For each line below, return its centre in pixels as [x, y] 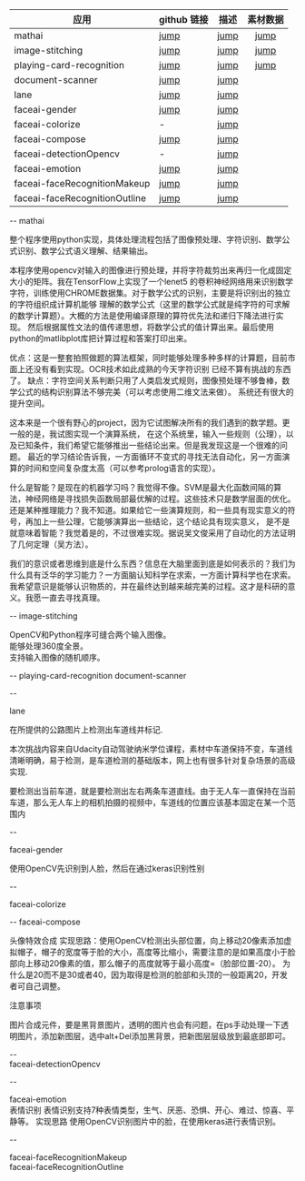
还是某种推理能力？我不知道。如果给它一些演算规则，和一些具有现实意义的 [148, 510]
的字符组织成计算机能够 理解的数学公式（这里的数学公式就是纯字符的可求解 [150, 304]
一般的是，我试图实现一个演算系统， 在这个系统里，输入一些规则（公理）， [148, 434]
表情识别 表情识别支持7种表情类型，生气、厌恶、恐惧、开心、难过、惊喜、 [148, 1110]
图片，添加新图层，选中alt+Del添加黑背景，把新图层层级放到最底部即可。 [153, 1036]
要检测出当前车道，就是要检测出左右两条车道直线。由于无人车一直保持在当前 [152, 791]
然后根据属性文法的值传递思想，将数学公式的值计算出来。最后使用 [150, 327]
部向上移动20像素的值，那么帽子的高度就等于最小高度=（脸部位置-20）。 [145, 963]
